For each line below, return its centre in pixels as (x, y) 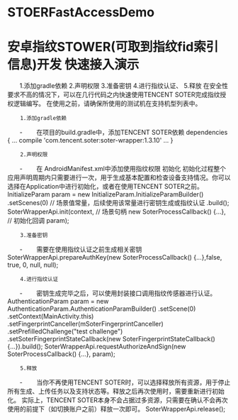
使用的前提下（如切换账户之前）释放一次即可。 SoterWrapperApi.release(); (117, 409)
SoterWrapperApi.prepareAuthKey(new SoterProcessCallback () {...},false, (115, 258)
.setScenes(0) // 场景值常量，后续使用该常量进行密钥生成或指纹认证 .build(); (118, 203)
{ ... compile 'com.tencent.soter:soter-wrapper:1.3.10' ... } (90, 140)
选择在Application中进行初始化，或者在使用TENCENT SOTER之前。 (106, 187)
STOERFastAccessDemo (81, 12)
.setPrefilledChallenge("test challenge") (65, 331)
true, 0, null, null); (33, 265)
